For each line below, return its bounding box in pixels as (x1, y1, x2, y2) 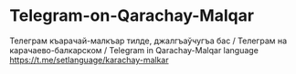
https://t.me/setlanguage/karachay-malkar (9, 54, 169, 65)
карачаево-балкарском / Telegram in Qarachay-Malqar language (9, 44, 259, 55)
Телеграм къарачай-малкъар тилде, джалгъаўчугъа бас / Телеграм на (9, 35, 288, 46)
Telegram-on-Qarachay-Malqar (9, 5, 254, 26)
